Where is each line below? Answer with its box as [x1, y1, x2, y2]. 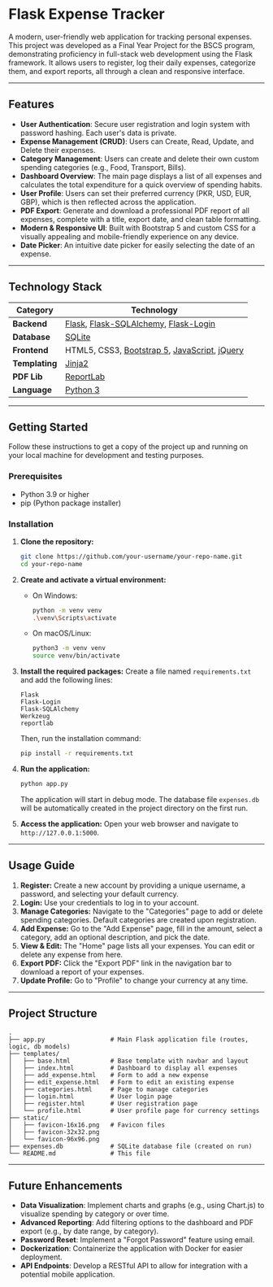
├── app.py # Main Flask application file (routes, [8, 1035, 249, 1044]
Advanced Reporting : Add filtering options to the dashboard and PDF [19, 1218, 254, 1228]
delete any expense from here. [19, 949, 123, 959]
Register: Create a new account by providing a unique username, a [19, 880, 246, 890]
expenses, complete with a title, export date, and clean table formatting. [19, 214, 262, 224]
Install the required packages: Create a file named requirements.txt [19, 666, 252, 676]
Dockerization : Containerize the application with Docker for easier [19, 1244, 244, 1254]
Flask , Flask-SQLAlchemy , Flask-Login [64, 318, 216, 329]
